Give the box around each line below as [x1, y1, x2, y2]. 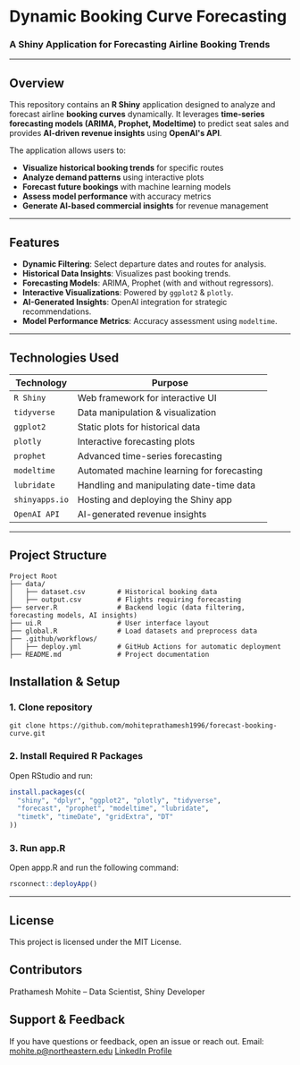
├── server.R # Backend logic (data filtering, [9, 602, 246, 612]
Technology [15, 376, 68, 388]
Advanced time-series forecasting [77, 449, 223, 462]
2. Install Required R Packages [9, 750, 144, 763]
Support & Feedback [9, 1012, 126, 1027]
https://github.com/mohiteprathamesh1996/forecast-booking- [48, 721, 278, 730]
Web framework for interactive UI [77, 391, 217, 404]
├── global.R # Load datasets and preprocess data [9, 626, 257, 635]
